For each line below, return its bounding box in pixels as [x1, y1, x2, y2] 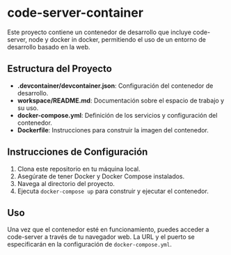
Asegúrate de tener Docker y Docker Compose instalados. [17, 172, 185, 180]
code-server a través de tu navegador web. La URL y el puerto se [7, 233, 195, 241]
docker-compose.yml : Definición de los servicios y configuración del [17, 111, 218, 119]
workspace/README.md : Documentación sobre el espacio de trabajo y [17, 96, 225, 105]
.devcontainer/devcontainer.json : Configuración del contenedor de [17, 82, 214, 90]
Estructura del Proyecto [7, 63, 113, 75]
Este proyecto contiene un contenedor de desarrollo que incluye [7, 28, 191, 36]
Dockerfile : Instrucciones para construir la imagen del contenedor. [17, 125, 209, 134]
